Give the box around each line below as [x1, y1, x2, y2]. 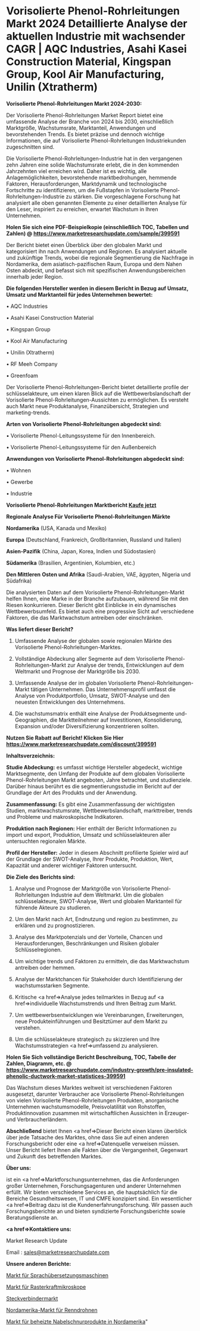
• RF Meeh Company [6, 360, 58, 368]
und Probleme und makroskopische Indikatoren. [6, 813, 124, 820]
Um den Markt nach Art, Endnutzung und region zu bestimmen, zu [14, 915, 178, 923]
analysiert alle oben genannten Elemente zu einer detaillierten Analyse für [6, 199, 187, 207]
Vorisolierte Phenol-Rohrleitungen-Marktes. [14, 643, 122, 651]
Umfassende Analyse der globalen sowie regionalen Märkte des [14, 637, 172, 644]
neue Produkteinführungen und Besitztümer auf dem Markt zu [14, 1018, 168, 1025]
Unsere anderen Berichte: [6, 1260, 71, 1267]
